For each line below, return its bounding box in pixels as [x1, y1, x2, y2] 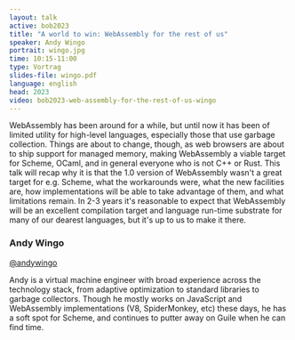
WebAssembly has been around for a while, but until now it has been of [9, 120, 270, 131]
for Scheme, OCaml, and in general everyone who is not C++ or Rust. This [9, 158, 281, 169]
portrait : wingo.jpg [9, 46, 86, 55]
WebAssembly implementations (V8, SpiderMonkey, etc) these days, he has [9, 303, 287, 313]
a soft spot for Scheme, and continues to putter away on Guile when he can [9, 312, 286, 323]
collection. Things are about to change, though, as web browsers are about [9, 139, 284, 150]
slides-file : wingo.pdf [9, 71, 98, 80]
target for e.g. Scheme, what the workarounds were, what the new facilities [9, 177, 285, 188]
